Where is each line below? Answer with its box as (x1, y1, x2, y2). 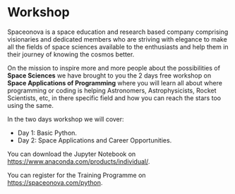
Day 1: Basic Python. (17, 128, 78, 137)
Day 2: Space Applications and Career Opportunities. (17, 135, 172, 145)
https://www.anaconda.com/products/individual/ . (7, 157, 150, 166)
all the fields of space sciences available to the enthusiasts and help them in (7, 42, 229, 51)
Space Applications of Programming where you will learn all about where (7, 78, 222, 87)
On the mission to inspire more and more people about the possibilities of (7, 63, 221, 72)
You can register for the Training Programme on (7, 171, 146, 179)
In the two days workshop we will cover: (7, 114, 125, 123)
